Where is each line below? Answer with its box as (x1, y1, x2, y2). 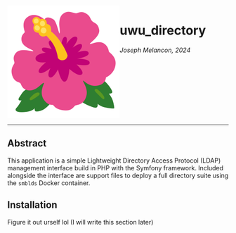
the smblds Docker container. (7, 178, 91, 187)
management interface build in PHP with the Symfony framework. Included (7, 163, 223, 172)
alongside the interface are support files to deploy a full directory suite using (7, 171, 229, 180)
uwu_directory (119, 23, 206, 39)
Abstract (7, 137, 47, 149)
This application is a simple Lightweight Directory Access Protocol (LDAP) (7, 156, 221, 165)
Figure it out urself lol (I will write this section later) (7, 218, 154, 226)
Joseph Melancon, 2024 (119, 46, 191, 54)
